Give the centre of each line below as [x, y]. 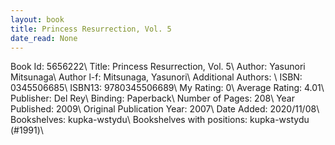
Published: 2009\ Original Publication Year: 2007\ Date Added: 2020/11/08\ [165, 109]
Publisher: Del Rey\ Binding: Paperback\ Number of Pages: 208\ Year [152, 98]
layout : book [37, 19]
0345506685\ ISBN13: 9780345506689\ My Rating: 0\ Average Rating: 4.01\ [167, 88]
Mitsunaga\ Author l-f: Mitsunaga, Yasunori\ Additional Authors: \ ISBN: [156, 77]
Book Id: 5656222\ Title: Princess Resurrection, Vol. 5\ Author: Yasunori [158, 67]
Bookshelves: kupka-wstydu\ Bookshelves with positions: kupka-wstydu [160, 120]
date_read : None [44, 38]
